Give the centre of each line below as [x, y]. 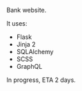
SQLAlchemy [35, 52]
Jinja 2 [26, 44]
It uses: [17, 23]
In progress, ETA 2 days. [41, 80]
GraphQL [29, 66]
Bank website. [27, 10]
